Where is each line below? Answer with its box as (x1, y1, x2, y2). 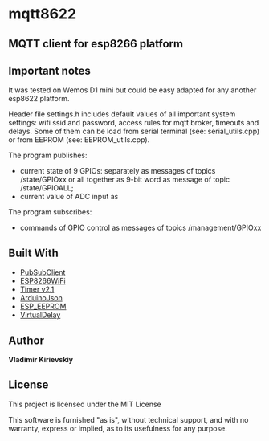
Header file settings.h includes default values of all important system (8, 109, 236, 119)
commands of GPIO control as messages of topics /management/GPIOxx (19, 223, 262, 233)
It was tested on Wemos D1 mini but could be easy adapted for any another (8, 85, 257, 95)
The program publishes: (8, 150, 88, 161)
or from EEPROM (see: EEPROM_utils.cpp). (8, 135, 150, 145)
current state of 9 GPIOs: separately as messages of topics (19, 166, 216, 176)
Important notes (8, 63, 91, 77)
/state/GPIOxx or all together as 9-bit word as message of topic (19, 174, 230, 185)
